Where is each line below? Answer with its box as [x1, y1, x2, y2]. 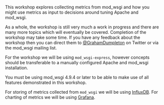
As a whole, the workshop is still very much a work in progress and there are [5, 24, 159, 30]
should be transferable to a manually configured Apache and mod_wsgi [5, 60, 149, 65]
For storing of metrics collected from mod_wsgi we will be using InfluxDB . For [5, 89, 158, 95]
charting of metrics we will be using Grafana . [5, 94, 96, 100]
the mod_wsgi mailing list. [5, 45, 57, 51]
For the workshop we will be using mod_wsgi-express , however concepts [5, 54, 150, 60]
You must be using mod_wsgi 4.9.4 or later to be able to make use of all [5, 75, 149, 80]
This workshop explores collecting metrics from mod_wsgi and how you [5, 4, 150, 10]
